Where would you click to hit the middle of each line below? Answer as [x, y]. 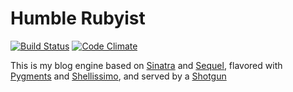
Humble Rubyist [78, 18]
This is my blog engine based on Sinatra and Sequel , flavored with [146, 65]
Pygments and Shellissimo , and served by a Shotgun [118, 76]
